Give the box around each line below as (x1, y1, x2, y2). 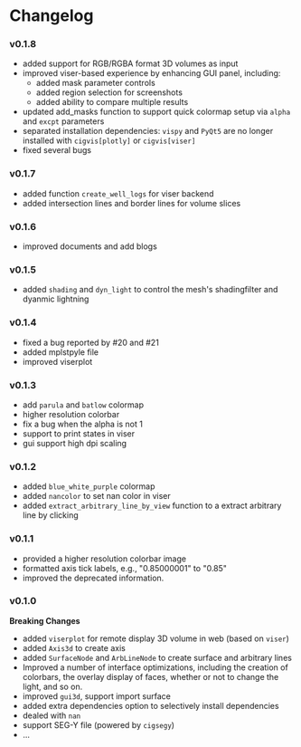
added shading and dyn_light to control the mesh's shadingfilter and (22, 284, 278, 295)
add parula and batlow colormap (22, 399, 145, 410)
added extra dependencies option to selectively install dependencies (22, 700, 279, 711)
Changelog (9, 5, 94, 26)
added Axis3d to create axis (22, 642, 127, 653)
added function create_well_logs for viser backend (22, 187, 214, 199)
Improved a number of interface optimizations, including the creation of (22, 662, 289, 673)
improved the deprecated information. (22, 572, 165, 583)
